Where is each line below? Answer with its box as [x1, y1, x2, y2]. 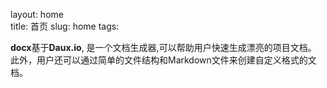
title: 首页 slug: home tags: [10, 20, 120, 32]
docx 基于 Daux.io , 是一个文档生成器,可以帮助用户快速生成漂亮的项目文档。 [10, 42, 317, 53]
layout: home [10, 9, 64, 20]
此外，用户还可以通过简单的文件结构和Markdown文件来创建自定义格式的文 [10, 54, 317, 66]
